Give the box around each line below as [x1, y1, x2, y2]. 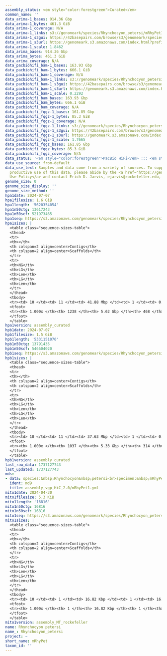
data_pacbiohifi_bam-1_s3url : [5, 86, 68, 91]
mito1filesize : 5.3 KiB [5, 495, 55, 500]
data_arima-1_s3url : [5, 40, 48, 45]
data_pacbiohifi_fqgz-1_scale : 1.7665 [5, 137, 85, 142]
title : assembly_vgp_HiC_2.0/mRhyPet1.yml [9, 485, 99, 490]
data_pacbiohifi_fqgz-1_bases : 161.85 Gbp [5, 109, 94, 115]
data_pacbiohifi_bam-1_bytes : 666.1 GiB [5, 68, 90, 73]
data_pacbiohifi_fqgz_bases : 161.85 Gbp [5, 142, 90, 147]
